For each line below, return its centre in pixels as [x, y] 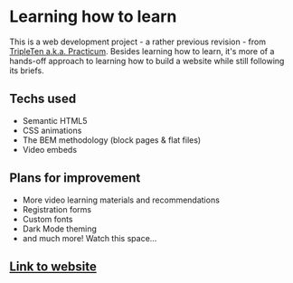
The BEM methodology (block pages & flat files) [112, 140]
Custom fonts [48, 219]
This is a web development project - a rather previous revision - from [138, 42]
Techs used [43, 99]
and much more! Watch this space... [90, 238]
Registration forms [57, 209]
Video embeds [50, 149]
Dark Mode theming [60, 229]
